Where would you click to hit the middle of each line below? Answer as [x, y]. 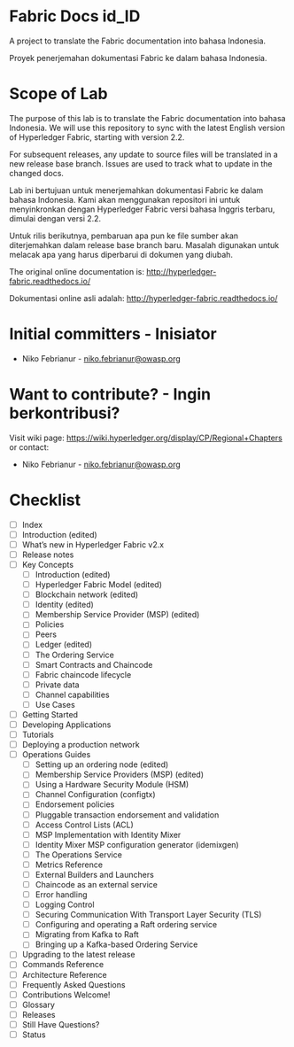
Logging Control [65, 904]
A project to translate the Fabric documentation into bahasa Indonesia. [138, 41]
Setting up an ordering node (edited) [102, 764]
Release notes [48, 555]
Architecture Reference [65, 974]
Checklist [45, 500]
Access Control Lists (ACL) [85, 825]
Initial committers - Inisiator [113, 334]
